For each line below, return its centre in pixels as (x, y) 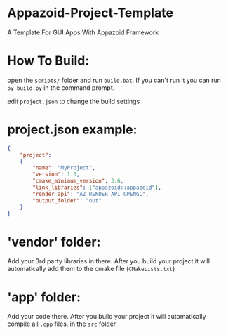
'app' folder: (44, 297)
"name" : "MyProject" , (64, 168)
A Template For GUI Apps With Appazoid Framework (83, 32)
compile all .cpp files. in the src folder (62, 324)
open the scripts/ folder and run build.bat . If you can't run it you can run (114, 80)
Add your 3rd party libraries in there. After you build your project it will (109, 261)
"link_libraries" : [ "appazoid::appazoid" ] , (97, 188)
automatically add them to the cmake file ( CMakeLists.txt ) (91, 269)
